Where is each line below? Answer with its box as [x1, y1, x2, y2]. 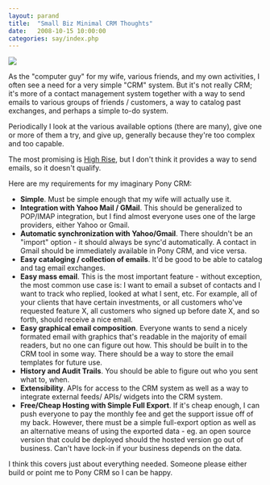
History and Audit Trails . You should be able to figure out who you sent [19, 366, 259, 376]
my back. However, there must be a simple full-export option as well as [19, 418, 256, 428]
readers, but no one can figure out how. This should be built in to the [19, 340, 248, 350]
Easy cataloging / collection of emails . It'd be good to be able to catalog [19, 255, 263, 264]
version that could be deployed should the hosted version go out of [19, 435, 244, 445]
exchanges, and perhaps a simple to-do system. [8, 106, 169, 116]
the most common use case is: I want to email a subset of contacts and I [19, 280, 260, 290]
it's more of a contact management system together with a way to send [8, 89, 246, 99]
